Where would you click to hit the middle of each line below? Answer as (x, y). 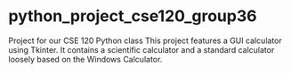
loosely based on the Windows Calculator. (85, 59)
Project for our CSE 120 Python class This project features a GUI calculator (145, 40)
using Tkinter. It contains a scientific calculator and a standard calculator (141, 49)
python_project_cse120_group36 (133, 16)
